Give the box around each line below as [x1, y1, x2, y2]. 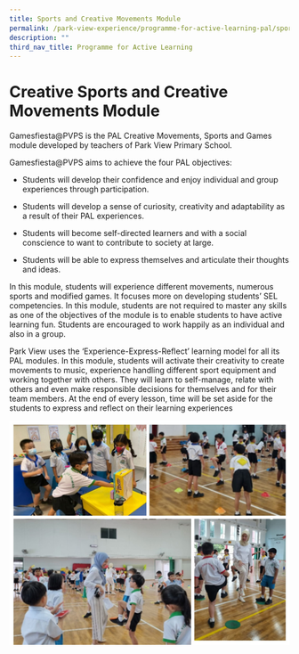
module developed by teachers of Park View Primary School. [9, 140, 233, 151]
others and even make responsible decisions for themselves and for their [9, 384, 278, 395]
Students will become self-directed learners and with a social [21, 228, 247, 239]
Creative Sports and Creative [9, 82, 229, 102]
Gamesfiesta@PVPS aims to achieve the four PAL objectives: [9, 157, 233, 168]
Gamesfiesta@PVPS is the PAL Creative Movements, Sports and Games [9, 130, 272, 142]
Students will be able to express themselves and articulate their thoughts [21, 255, 289, 266]
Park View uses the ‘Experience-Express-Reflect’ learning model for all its [9, 346, 280, 356]
